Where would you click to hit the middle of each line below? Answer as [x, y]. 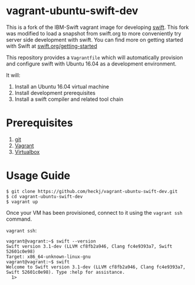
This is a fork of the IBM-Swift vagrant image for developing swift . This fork [97, 27]
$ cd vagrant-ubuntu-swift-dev [44, 196]
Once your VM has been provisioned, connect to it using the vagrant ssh [94, 212]
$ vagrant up [22, 202]
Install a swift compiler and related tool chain [69, 99]
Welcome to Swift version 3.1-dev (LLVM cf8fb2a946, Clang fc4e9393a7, [96, 267]
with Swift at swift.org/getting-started [52, 46]
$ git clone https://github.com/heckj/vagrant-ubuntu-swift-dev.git [92, 191]
